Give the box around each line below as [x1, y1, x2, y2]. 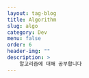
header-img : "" [7, 48, 51, 55]
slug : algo [7, 22, 38, 29]
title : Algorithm [7, 16, 57, 23]
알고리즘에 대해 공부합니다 [19, 60, 82, 67]
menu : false [7, 35, 41, 42]
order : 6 [7, 41, 32, 48]
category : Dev [7, 28, 48, 36]
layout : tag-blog [7, 9, 57, 17]
